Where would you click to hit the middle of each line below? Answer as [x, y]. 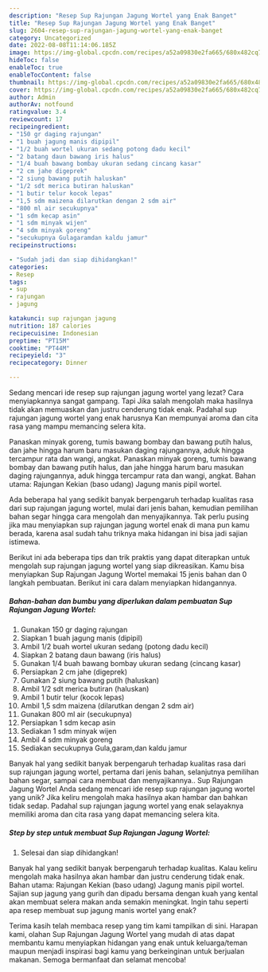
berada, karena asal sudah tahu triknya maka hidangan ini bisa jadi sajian [128, 533]
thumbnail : [27, 82]
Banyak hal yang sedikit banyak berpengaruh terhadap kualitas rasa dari [127, 763]
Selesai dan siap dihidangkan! [69, 852]
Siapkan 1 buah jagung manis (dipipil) [82, 637]
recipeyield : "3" [38, 355]
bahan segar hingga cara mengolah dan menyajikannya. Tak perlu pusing [129, 516]
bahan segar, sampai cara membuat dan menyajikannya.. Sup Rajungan [126, 780]
